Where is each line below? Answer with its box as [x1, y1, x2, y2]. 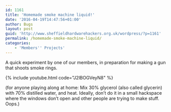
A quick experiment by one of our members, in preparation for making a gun [5, 59, 166, 65]
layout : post [5, 26, 33, 32]
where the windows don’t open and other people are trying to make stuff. [5, 95, 160, 101]
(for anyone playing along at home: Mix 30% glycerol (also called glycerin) [5, 85, 163, 91]
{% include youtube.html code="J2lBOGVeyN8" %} [5, 74, 114, 80]
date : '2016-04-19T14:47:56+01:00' [5, 17, 81, 22]
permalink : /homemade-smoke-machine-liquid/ [5, 36, 102, 41]
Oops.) [5, 100, 20, 107]
